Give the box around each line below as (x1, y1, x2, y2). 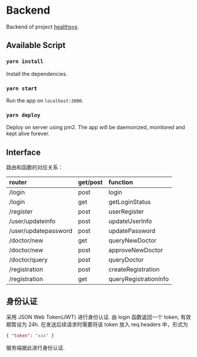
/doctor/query (9, 256, 49, 264)
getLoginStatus (108, 198, 151, 206)
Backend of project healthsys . (6, 23, 79, 30)
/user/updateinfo (9, 217, 56, 225)
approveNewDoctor (108, 246, 163, 254)
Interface (6, 147, 41, 157)
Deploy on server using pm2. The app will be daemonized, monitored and (6, 124, 185, 131)
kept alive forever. (6, 130, 50, 137)
